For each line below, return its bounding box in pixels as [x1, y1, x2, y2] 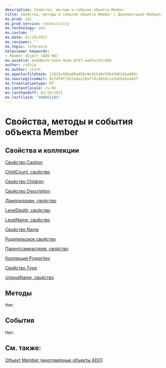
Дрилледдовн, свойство [5, 198, 57, 204]
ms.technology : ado [5, 26, 45, 31]
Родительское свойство [5, 236, 56, 242]
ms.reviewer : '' [5, 40, 39, 45]
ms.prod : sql [5, 16, 32, 21]
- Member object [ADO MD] [5, 53, 58, 58]
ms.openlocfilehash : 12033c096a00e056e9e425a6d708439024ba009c [5, 72, 138, 77]
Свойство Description [5, 188, 50, 194]
